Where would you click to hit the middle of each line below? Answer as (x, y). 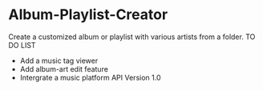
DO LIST (22, 45)
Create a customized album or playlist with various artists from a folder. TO (132, 37)
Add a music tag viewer (59, 61)
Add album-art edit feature (64, 68)
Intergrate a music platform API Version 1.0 (90, 77)
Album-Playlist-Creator (88, 15)
